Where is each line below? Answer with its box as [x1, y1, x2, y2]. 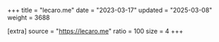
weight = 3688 [7, 13, 50, 22]
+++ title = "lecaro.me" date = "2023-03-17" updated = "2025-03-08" [7, 6, 213, 14]
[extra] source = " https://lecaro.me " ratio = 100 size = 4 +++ [7, 27, 184, 35]
